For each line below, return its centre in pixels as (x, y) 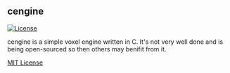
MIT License (25, 63)
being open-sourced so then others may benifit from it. (87, 49)
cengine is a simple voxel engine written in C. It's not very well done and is (115, 42)
